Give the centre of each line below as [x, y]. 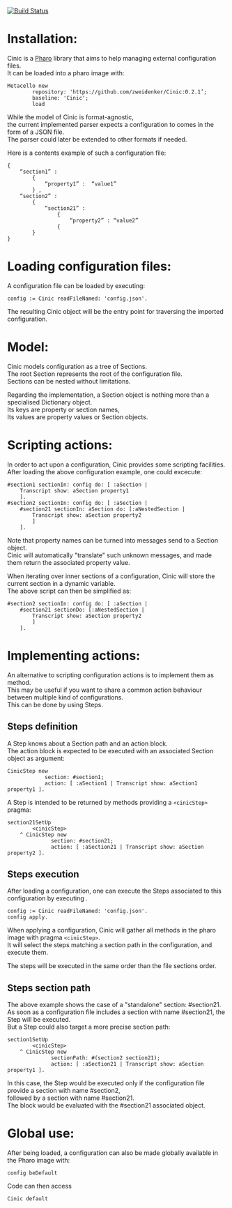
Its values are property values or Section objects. [78, 417]
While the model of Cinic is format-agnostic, [71, 117]
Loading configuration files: [90, 267]
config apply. [28, 917]
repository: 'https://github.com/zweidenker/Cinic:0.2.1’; [120, 92]
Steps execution [43, 874]
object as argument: [36, 758]
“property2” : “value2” [104, 220]
